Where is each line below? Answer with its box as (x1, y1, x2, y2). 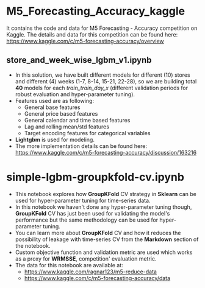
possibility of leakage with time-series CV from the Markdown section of (15, 236, 199, 243)
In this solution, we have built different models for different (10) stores (15, 71, 190, 79)
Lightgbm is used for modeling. (15, 136, 95, 143)
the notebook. (15, 242, 51, 249)
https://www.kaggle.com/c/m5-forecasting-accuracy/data (24, 274, 171, 281)
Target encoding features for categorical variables (24, 129, 151, 136)
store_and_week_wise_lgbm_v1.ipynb (6, 55, 152, 65)
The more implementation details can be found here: (15, 142, 148, 150)
